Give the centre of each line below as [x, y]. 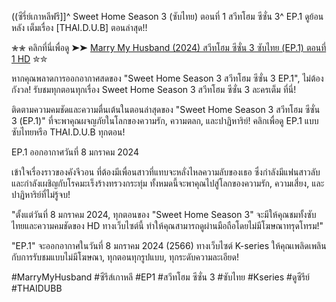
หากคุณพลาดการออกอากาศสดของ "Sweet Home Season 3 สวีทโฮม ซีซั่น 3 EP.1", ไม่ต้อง [167, 78]
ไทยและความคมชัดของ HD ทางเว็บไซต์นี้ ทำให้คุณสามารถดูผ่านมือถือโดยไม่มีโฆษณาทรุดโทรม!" [167, 225]
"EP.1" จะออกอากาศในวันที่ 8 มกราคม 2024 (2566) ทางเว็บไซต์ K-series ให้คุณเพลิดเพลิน [169, 245]
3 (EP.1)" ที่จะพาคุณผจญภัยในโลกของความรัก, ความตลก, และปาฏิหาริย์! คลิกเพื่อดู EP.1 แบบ [165, 120]
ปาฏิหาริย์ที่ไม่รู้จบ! [41, 194]
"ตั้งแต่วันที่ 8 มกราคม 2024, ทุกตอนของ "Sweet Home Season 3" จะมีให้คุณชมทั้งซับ [164, 214]
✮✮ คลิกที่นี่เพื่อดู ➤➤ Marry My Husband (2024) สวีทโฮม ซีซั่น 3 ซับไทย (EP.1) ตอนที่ [169, 47]
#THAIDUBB [37, 288]
